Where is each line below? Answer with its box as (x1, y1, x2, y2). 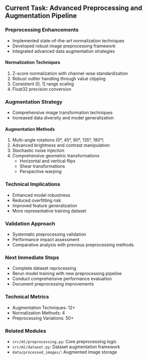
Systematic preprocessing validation (12, 231, 87, 237)
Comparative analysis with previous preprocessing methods (12, 242, 134, 248)
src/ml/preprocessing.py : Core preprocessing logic (12, 338, 117, 344)
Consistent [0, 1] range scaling (12, 81, 74, 87)
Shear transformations (19, 163, 65, 169)
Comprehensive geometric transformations (12, 153, 100, 159)
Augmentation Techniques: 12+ (12, 304, 76, 310)
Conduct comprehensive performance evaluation (12, 276, 112, 282)
